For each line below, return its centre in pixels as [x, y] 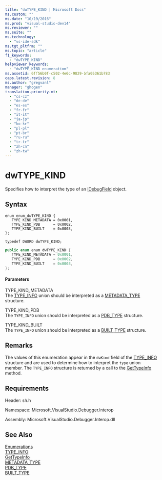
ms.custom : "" [20, 14]
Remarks [19, 346]
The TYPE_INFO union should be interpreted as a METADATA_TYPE [73, 295]
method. [13, 373]
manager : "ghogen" [24, 87]
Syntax [16, 204]
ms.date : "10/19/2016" [28, 19]
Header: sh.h [18, 400]
